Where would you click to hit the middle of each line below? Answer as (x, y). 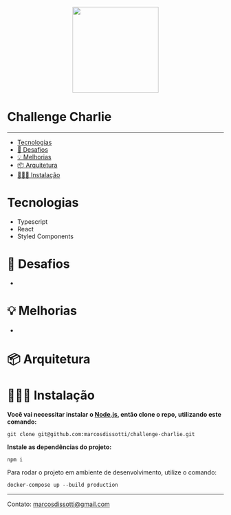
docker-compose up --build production (63, 485)
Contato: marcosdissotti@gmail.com (58, 504)
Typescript (32, 221)
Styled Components (45, 236)
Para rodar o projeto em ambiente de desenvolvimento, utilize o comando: (112, 472)
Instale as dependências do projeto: (59, 447)
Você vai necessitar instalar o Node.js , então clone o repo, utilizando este (114, 414)
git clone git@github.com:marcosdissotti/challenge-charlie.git (101, 434)
